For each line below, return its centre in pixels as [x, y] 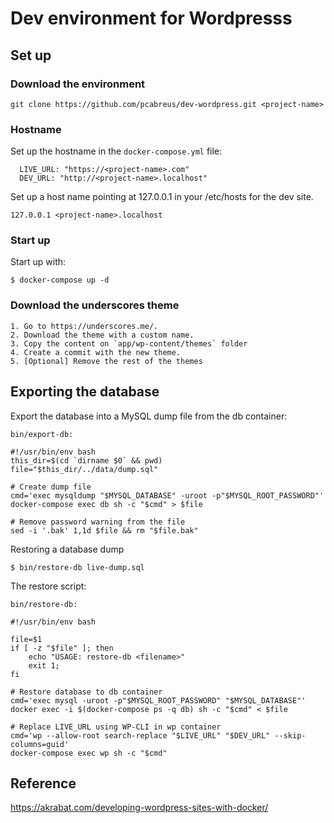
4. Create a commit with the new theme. [96, 352]
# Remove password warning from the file [98, 522]
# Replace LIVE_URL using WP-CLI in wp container [116, 727]
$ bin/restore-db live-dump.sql [77, 567]
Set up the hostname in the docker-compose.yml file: [116, 151]
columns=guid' [40, 744]
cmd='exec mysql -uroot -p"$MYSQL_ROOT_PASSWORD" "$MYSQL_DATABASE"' [158, 700]
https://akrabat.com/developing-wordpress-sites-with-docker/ [139, 808]
